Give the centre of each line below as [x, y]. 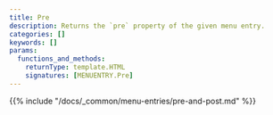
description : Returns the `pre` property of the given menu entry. [137, 26]
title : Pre [29, 17]
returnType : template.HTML [75, 68]
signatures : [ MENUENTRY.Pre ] [79, 76]
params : [24, 51]
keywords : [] [33, 42]
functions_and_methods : [61, 59]
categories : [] [37, 34]
